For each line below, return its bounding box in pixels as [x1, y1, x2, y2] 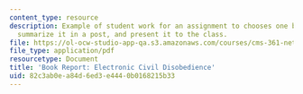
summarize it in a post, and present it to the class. [17, 30, 228, 38]
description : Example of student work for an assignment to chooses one [9, 21, 289, 30]
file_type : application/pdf [9, 47, 115, 56]
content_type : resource [9, 13, 99, 22]
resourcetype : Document [9, 55, 99, 64]
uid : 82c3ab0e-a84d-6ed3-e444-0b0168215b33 [9, 72, 176, 81]
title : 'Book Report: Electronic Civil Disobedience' [9, 64, 216, 73]
